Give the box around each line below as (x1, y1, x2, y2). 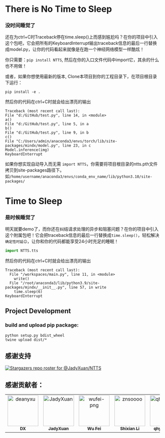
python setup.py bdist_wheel (5, 333, 65, 338)
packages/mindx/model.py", (5, 143, 60, 148)
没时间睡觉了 (5, 22, 36, 29)
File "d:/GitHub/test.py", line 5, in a (5, 122, 89, 127)
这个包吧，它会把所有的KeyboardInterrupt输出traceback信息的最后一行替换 (5, 40, 157, 46)
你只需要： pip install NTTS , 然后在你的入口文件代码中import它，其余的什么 (5, 57, 160, 63)
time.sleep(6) (14, 289, 43, 294)
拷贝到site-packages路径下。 (5, 167, 65, 173)
